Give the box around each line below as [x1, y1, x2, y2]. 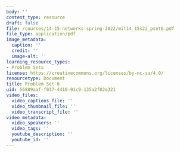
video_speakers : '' [11, 120, 60, 126]
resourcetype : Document [6, 75, 66, 81]
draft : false [6, 20, 39, 26]
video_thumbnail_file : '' [11, 103, 76, 110]
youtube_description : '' [11, 131, 73, 138]
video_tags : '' [11, 126, 49, 132]
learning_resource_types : [6, 59, 70, 65]
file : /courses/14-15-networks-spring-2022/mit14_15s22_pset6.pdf [6, 25, 175, 32]
